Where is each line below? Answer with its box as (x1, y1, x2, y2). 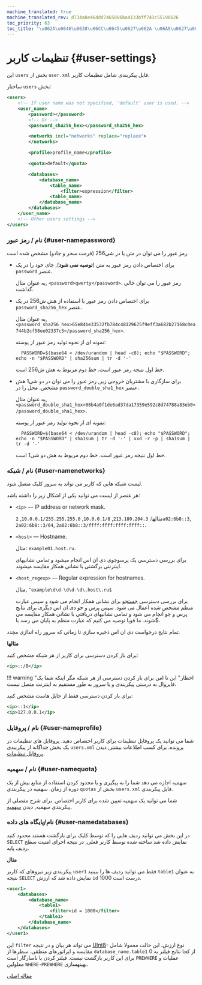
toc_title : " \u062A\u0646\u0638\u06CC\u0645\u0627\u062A (7, 25, 152, 32)
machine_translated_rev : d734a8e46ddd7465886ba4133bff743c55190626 (7, 14, 179, 20)
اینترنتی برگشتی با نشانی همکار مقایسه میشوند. (15, 563, 122, 570)
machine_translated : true (7, 8, 71, 15)
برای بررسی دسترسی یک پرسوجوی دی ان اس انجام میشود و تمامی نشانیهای (15, 556, 186, 563)
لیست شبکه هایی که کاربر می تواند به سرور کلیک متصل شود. (7, 480, 143, 487)
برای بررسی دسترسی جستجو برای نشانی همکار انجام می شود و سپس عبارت (15, 598, 188, 605)
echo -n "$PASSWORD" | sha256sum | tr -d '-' (15, 355, 131, 361)
